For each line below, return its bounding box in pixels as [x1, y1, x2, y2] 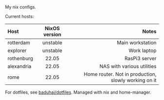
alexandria [7, 63, 32, 69]
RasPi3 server [124, 55, 157, 62]
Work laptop [128, 47, 157, 54]
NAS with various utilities [99, 63, 157, 69]
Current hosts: [5, 14, 34, 19]
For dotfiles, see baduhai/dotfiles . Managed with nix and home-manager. [5, 89, 151, 95]
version [43, 31, 61, 38]
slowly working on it [110, 77, 157, 83]
